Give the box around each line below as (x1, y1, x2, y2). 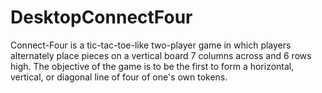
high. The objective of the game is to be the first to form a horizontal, (10, 60, 295, 72)
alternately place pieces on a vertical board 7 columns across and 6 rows (10, 49, 312, 61)
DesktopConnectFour (10, 6, 193, 29)
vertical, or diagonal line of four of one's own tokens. (10, 71, 228, 83)
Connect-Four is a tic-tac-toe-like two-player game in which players (10, 39, 292, 51)
